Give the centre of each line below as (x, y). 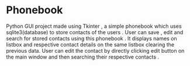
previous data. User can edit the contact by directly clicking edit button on (95, 50)
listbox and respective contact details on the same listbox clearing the (90, 45)
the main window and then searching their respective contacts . (83, 57)
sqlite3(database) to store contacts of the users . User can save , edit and (95, 32)
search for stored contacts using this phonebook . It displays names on (91, 38)
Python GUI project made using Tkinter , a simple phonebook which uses (94, 26)
